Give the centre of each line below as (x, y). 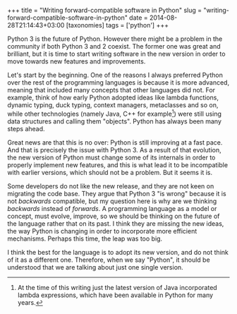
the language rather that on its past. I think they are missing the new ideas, (116, 223)
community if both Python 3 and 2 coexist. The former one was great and (114, 46)
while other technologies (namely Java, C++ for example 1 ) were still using (115, 113)
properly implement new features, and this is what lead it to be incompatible (117, 164)
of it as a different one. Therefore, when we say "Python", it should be (109, 260)
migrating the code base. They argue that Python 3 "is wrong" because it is (117, 193)
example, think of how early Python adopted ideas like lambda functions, (113, 97)
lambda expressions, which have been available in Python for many (115, 295)
